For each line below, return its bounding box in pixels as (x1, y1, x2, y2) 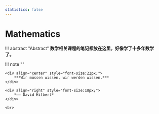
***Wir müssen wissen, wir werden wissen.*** (14, 75, 110, 80)
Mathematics (5, 28, 61, 39)
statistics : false (5, 7, 43, 12)
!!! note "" (5, 61, 25, 67)
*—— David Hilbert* (14, 92, 54, 97)
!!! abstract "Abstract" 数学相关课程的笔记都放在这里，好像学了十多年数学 (5, 45, 154, 51)
